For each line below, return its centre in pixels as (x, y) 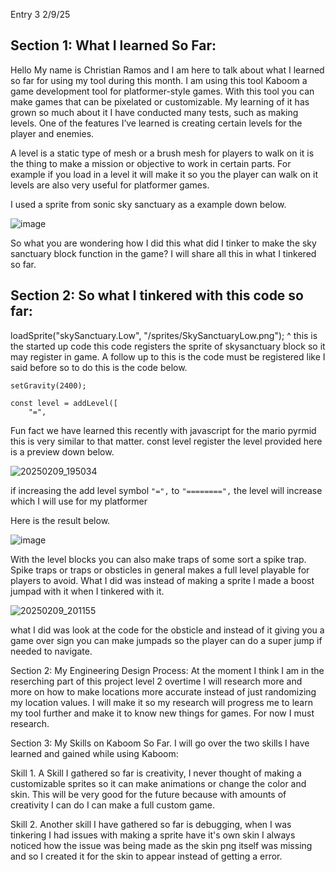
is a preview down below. (62, 451)
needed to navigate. (51, 651)
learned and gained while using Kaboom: (94, 753)
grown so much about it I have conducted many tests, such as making (154, 112)
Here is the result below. (60, 520)
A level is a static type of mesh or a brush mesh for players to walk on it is (162, 153)
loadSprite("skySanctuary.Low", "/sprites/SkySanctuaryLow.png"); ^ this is (164, 335)
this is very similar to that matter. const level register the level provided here (166, 441)
